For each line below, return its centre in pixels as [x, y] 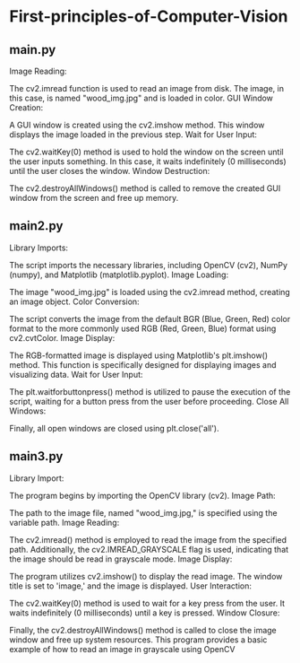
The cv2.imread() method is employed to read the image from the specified [148, 539]
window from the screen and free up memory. [94, 198]
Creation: [26, 108]
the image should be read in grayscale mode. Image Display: [121, 559]
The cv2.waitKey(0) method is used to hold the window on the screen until [146, 152]
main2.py [36, 226]
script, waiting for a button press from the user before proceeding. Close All [149, 401]
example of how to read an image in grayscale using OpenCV [122, 649]
